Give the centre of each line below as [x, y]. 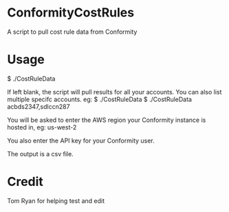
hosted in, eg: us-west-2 [42, 127]
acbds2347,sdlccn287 [39, 106]
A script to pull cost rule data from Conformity [72, 32]
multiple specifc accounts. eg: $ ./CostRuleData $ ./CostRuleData [100, 99]
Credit [25, 182]
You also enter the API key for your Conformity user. [81, 140]
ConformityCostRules [71, 13]
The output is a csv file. [40, 153]
